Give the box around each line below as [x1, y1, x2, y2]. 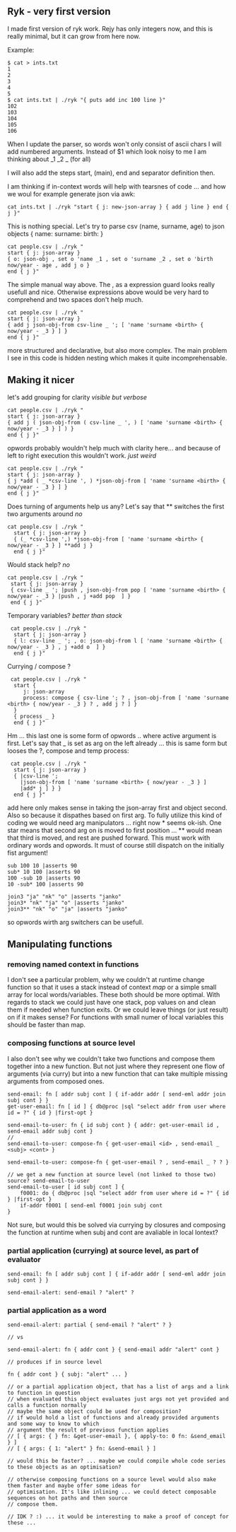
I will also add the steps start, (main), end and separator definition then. [7, 168, 216, 177]
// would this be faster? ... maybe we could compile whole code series [7, 1458, 226, 1465]
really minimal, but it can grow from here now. [7, 32, 141, 40]
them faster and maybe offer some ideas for [7, 1483, 141, 1490]
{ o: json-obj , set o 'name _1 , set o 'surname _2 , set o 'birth [7, 255, 213, 262]
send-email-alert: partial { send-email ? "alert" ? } [7, 1321, 172, 1328]
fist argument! [7, 848, 48, 857]
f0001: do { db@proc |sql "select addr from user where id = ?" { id [20, 1189, 230, 1197]
